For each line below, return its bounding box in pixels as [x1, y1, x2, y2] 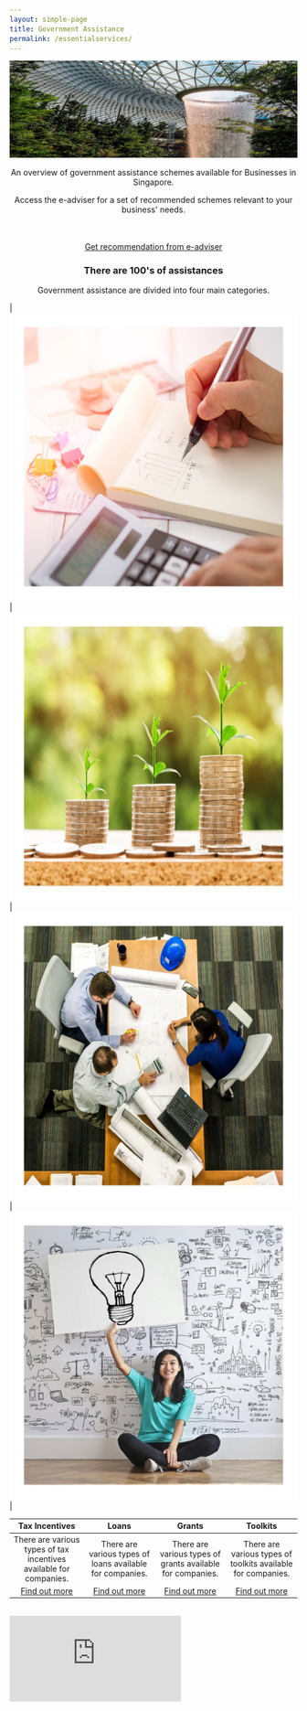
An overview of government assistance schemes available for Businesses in [10, 166, 297, 177]
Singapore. [132, 176, 175, 187]
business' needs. [122, 204, 185, 215]
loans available [90, 1558, 148, 1569]
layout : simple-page [9, 15, 89, 24]
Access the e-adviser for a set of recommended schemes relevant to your [14, 194, 293, 205]
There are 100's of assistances [83, 263, 224, 276]
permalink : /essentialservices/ [9, 34, 132, 43]
